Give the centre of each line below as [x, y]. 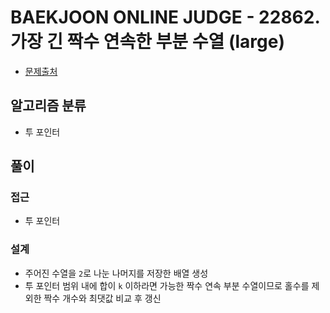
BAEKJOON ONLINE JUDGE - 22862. [165, 17]
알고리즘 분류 [48, 106]
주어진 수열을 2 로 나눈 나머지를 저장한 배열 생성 [116, 273]
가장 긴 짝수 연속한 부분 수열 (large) [147, 42]
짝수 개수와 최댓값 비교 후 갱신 [102, 298]
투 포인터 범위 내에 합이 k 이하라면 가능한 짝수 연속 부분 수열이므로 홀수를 [167, 285]
